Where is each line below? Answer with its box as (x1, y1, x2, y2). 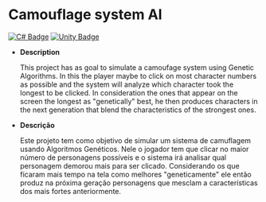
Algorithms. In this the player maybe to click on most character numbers (19, 71, 257, 80)
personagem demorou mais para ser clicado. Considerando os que (19, 161, 241, 170)
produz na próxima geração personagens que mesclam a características (19, 177, 258, 188)
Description (19, 47, 60, 56)
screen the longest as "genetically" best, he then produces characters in (19, 96, 259, 106)
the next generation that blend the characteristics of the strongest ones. (19, 105, 256, 115)
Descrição (19, 120, 55, 130)
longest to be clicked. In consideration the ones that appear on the (19, 87, 239, 97)
